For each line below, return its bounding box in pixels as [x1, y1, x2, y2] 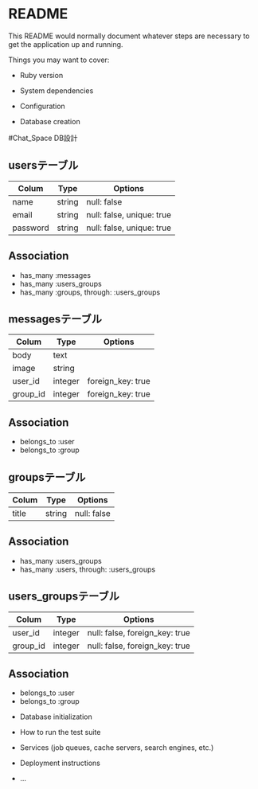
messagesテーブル [8, 312, 102, 326]
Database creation [19, 116, 81, 126]
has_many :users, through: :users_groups [19, 564, 156, 574]
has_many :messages [19, 270, 92, 279]
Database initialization [19, 712, 93, 721]
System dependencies [19, 85, 94, 96]
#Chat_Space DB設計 [8, 133, 78, 143]
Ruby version [19, 70, 64, 80]
